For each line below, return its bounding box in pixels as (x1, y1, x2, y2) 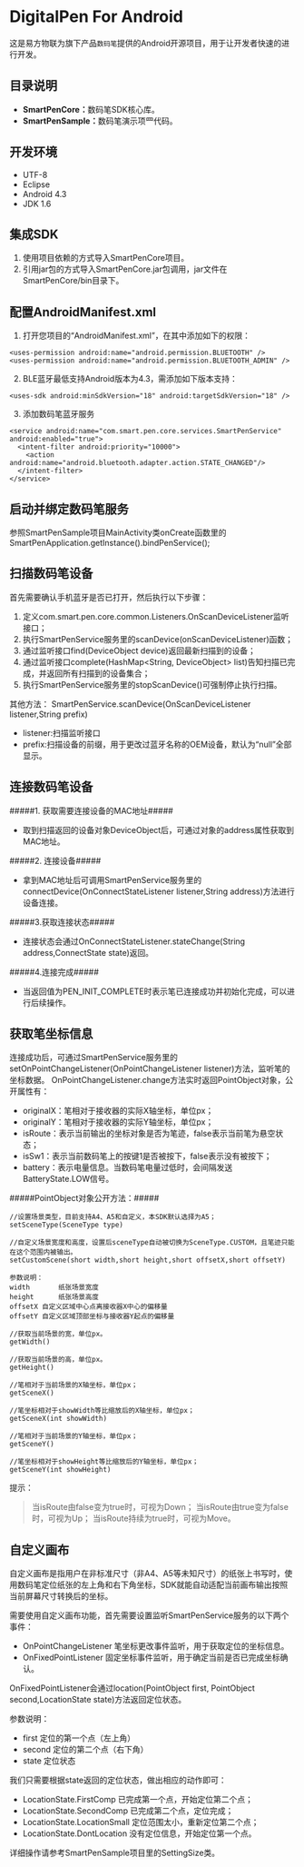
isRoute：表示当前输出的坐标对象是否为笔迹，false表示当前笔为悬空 (22, 1128, 276, 1139)
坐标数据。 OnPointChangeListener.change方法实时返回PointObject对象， (9, 1075, 286, 1086)
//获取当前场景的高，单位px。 (9, 1356, 107, 1365)
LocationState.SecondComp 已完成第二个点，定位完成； (22, 1805, 234, 1816)
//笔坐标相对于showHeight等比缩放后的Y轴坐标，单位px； (9, 1457, 200, 1466)
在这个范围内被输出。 (9, 1247, 77, 1257)
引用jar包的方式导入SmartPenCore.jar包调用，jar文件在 (22, 263, 228, 274)
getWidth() (9, 1337, 51, 1346)
